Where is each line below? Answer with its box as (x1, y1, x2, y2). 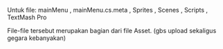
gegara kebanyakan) (7, 34, 66, 42)
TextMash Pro (7, 13, 47, 21)
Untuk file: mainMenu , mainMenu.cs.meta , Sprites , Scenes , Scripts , (7, 6, 208, 14)
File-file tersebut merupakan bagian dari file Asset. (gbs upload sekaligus (7, 27, 217, 35)
